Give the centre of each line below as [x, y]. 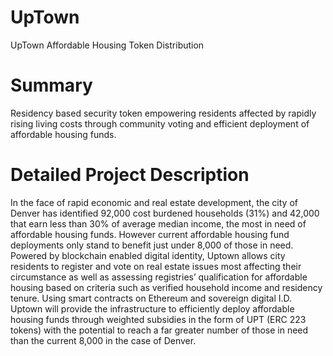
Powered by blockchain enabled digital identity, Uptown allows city [148, 255]
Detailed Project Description [130, 175]
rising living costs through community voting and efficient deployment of [160, 123]
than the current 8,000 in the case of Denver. [103, 340]
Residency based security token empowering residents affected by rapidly [163, 113]
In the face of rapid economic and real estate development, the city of [154, 202]
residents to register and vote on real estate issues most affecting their [156, 266]
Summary [51, 85]
